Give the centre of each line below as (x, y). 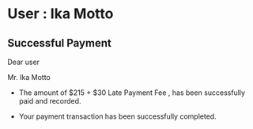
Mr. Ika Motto (29, 77)
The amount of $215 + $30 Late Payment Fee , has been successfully (132, 93)
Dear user (24, 62)
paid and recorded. (50, 101)
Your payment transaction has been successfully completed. (117, 116)
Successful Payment (59, 43)
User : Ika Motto (60, 14)
